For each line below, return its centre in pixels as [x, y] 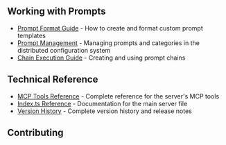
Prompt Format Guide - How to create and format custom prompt [110, 28]
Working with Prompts [56, 11]
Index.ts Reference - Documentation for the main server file [102, 103]
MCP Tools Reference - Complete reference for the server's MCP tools [118, 96]
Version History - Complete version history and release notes [104, 111]
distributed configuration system [64, 50]
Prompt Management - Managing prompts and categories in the [108, 43]
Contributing [35, 133]
